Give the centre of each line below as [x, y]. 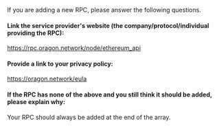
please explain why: [36, 102]
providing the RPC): [36, 33]
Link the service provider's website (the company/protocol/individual [108, 25]
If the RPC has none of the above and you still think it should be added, [110, 94]
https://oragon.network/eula [47, 79]
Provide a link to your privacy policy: [60, 64]
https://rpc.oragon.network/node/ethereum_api [74, 48]
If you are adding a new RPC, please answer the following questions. [104, 10]
